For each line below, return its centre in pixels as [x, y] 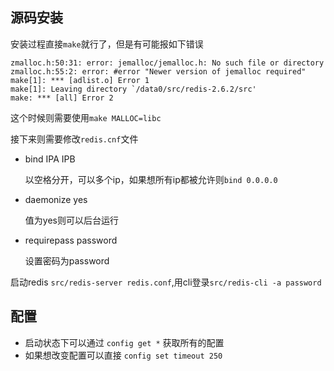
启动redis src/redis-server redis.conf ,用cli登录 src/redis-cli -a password [166, 282]
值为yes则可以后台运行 [71, 220]
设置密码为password [67, 260]
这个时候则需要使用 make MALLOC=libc [86, 117]
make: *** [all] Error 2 [62, 98]
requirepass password [71, 240]
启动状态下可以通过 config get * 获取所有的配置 [124, 342]
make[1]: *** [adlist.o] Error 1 [80, 80]
